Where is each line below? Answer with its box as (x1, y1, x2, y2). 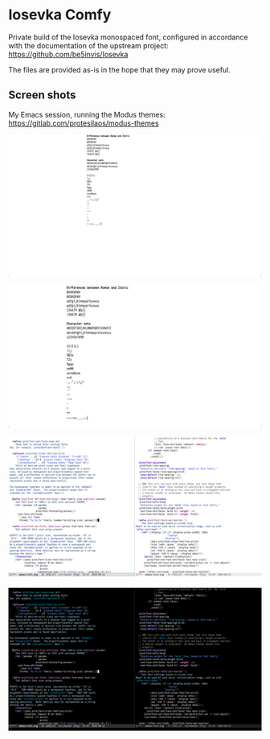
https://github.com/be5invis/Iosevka (8, 49, 129, 59)
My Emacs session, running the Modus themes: (8, 109, 166, 119)
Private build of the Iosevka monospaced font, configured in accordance (8, 32, 248, 42)
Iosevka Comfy (8, 6, 112, 24)
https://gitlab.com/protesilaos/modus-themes (8, 118, 159, 128)
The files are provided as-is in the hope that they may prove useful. (8, 64, 231, 74)
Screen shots (8, 89, 76, 102)
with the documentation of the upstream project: (8, 40, 169, 50)
